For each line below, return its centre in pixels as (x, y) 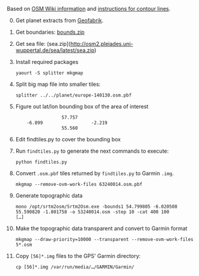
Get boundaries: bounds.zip (50, 32)
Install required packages (47, 62)
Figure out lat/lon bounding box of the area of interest (82, 106)
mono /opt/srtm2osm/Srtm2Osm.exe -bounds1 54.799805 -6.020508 (96, 207)
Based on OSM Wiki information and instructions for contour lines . (89, 9)
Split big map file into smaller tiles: (58, 84)
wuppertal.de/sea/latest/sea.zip (55, 50)
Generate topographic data (49, 195)
